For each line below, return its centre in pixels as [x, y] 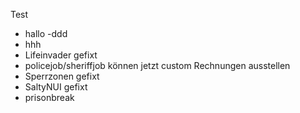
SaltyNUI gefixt [56, 87]
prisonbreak [49, 97]
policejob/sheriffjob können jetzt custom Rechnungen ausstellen [157, 65]
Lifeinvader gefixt [61, 55]
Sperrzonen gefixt [62, 76]
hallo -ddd [46, 33]
